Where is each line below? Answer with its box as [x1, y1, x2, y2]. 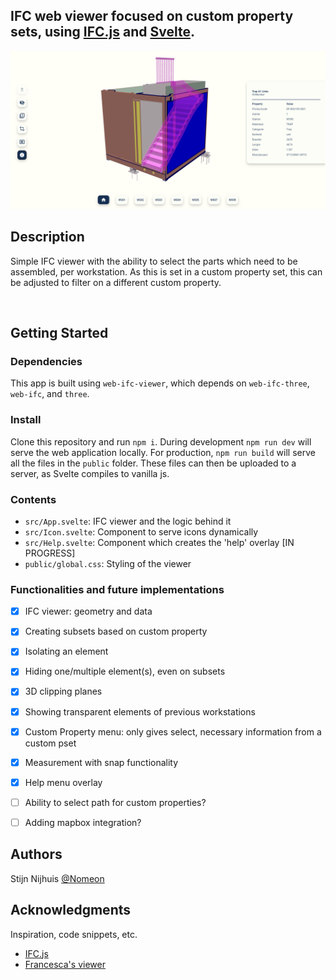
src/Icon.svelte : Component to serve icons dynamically [24, 525, 259, 538]
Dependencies [10, 354, 83, 368]
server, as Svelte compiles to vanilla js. [10, 467, 170, 479]
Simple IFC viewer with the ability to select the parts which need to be [10, 255, 298, 267]
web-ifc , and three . [10, 388, 90, 400]
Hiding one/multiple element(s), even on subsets [24, 665, 226, 678]
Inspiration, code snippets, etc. [10, 928, 138, 940]
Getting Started [10, 325, 109, 341]
